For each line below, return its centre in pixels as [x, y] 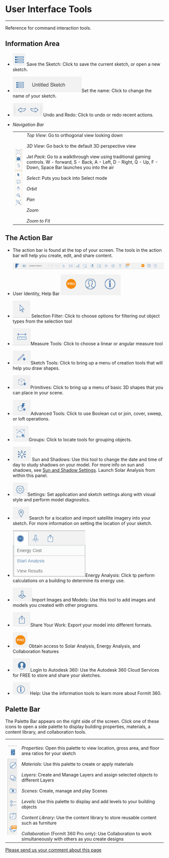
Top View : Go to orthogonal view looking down [75, 135]
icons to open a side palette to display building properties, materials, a [78, 727]
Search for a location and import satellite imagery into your [90, 518]
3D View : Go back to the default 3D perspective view [81, 146]
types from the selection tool [42, 321]
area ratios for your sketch [49, 753]
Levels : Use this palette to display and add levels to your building [88, 801]
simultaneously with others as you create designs [73, 839]
